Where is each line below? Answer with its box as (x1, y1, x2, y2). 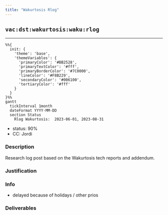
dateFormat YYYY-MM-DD (9, 108, 57, 113)
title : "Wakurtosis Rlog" (5, 7, 59, 12)
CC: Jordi (12, 131, 32, 137)
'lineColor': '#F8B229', (18, 73, 70, 78)
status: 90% (12, 125, 38, 131)
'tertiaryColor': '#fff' (18, 82, 70, 87)
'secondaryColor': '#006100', (18, 77, 81, 82)
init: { (9, 47, 26, 52)
